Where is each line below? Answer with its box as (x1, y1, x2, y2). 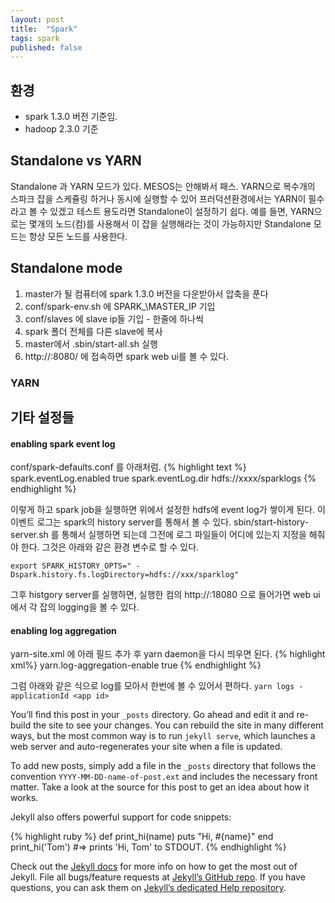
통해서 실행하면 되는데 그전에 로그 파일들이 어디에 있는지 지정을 (61, 529, 307, 541)
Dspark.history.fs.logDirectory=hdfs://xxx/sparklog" (10, 570, 240, 580)
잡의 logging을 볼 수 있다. (39, 601, 140, 613)
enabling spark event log (10, 437, 116, 450)
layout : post (10, 14, 65, 25)
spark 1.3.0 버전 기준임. (24, 111, 118, 123)
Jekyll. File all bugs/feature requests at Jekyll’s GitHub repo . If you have (10, 871, 306, 883)
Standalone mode (10, 260, 123, 277)
